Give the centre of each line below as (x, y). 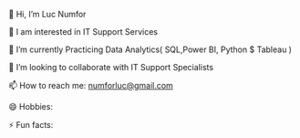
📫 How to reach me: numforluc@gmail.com (91, 85)
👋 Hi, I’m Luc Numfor (47, 14)
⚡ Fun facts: (31, 125)
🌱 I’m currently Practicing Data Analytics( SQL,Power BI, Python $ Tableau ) (150, 49)
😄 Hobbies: (31, 106)
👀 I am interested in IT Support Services (83, 32)
